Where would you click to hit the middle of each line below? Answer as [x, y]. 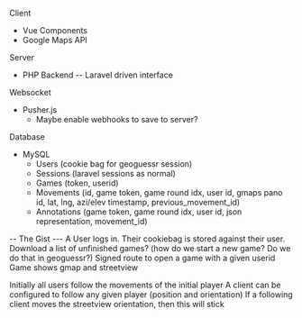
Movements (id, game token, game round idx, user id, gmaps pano [159, 192]
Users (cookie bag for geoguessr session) [114, 164]
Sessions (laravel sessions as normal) [105, 173]
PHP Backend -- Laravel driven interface [98, 75]
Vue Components [55, 30]
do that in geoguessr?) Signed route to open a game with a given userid [142, 258]
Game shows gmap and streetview [73, 268]
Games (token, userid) [77, 183]
